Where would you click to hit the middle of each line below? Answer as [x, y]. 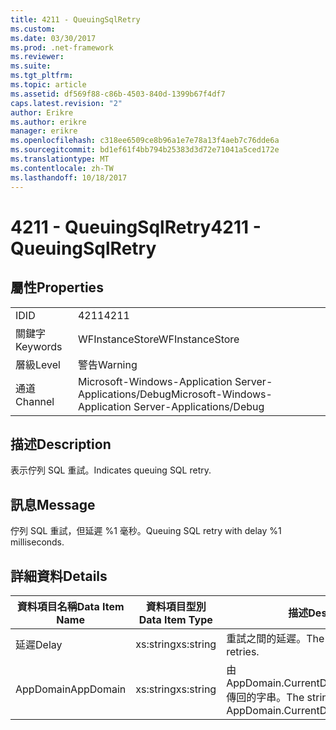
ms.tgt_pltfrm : [42, 76]
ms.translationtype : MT [60, 159]
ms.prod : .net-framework [62, 47]
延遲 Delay [39, 644]
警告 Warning [107, 364]
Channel [35, 401]
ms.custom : [33, 29]
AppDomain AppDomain [71, 689]
